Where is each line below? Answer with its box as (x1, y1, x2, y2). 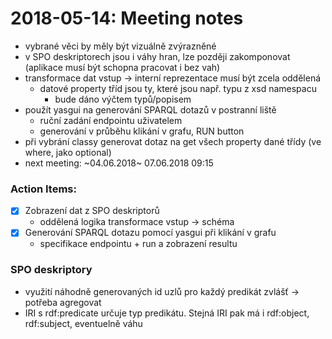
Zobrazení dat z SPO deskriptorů (24, 205, 160, 217)
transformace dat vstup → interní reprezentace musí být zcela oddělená (24, 72, 322, 84)
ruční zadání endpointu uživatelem (39, 114, 183, 126)
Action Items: (10, 182, 77, 196)
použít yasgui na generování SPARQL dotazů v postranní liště (24, 103, 277, 116)
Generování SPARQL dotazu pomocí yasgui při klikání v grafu (24, 227, 277, 239)
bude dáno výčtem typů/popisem (54, 93, 192, 105)
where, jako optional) (24, 146, 112, 158)
